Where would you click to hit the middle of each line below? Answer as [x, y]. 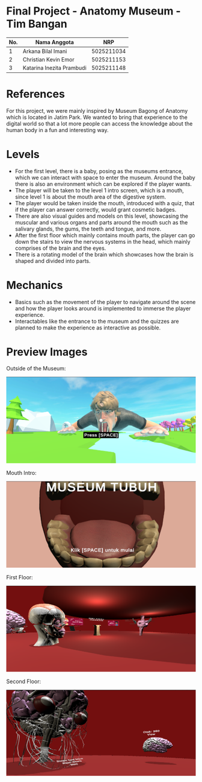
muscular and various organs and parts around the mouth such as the [101, 222]
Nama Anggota [54, 42]
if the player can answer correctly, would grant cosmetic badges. [96, 209]
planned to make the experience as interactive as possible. [88, 328]
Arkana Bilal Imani [45, 51]
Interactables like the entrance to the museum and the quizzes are [97, 321]
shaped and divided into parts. [53, 261]
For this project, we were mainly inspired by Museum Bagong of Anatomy [97, 110]
